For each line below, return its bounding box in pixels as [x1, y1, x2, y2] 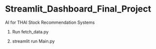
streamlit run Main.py [12, 38, 55, 44]
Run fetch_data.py [12, 29, 49, 34]
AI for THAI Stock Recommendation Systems [5, 19, 95, 25]
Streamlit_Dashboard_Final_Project [5, 3, 151, 15]
